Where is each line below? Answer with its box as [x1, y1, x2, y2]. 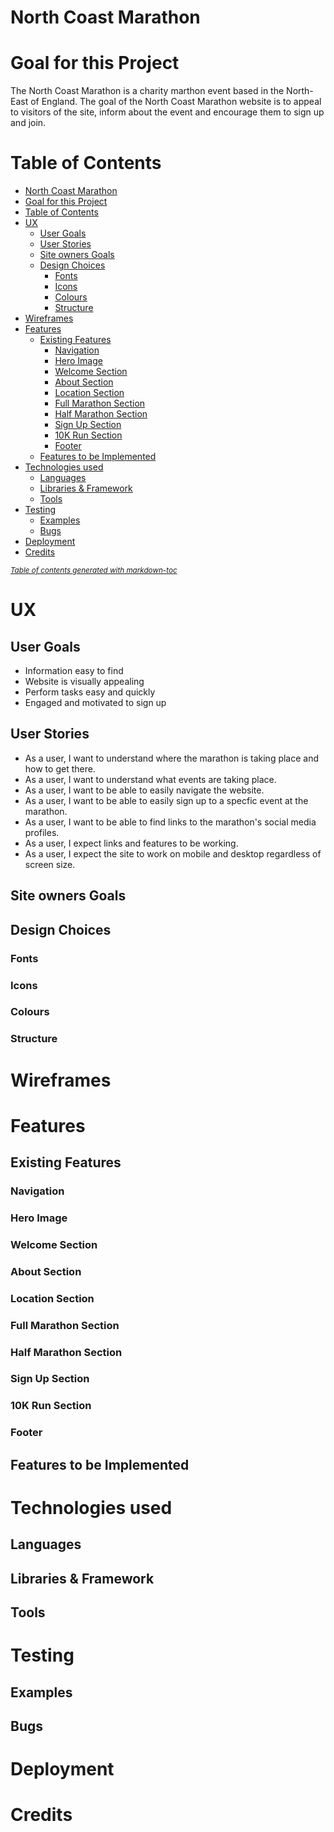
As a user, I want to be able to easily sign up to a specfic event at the [24, 794, 309, 806]
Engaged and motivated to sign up [24, 697, 167, 709]
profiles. [24, 826, 60, 838]
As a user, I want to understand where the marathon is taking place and [24, 752, 320, 764]
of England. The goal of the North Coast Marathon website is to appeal [30, 96, 322, 108]
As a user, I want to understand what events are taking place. [24, 773, 277, 785]
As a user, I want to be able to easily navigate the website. [24, 784, 265, 796]
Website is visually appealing [24, 676, 145, 688]
